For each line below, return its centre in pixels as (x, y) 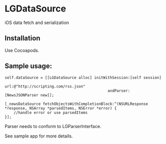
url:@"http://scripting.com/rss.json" (45, 86)
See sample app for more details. (39, 136)
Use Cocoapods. (22, 50)
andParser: (119, 90)
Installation (22, 38)
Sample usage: (28, 66)
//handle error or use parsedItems (51, 112)
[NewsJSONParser (21, 95)
